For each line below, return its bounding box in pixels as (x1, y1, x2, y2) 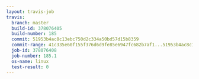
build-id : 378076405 (11, 25, 62, 31)
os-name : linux (11, 58, 49, 64)
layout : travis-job (6, 8, 54, 15)
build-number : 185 (11, 31, 57, 37)
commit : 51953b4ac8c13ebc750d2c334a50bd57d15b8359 (11, 36, 139, 42)
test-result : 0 (11, 64, 49, 70)
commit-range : (11, 42, 46, 48)
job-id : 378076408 (11, 48, 57, 53)
